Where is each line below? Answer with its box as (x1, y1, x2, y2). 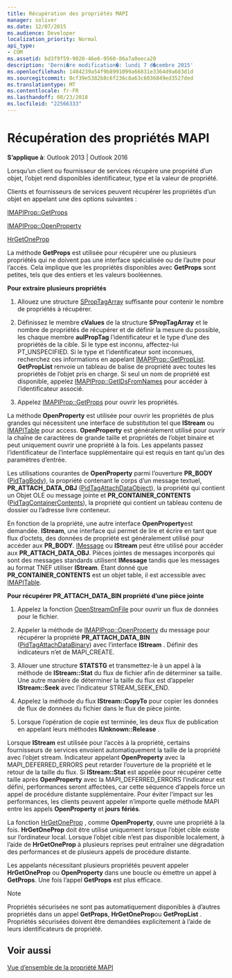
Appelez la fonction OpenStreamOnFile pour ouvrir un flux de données (17, 604, 219, 613)
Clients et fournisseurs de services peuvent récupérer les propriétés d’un (7, 187, 216, 195)
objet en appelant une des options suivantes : (7, 195, 137, 203)
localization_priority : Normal (7, 36, 98, 43)
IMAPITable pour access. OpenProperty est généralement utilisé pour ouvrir (7, 426, 226, 434)
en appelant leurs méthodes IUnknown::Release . (17, 725, 160, 733)
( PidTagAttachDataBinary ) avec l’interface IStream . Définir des (17, 640, 199, 649)
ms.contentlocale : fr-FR (7, 87, 79, 94)
